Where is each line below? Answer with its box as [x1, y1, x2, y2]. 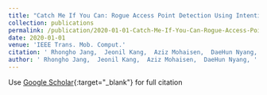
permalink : [8, 26, 44, 34]
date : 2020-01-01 [8, 33, 66, 42]
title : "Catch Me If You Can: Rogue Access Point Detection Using [8, 11, 233, 20]
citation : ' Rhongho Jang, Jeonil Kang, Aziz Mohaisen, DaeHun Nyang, [8, 48, 258, 56]
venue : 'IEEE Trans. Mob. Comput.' [8, 41, 126, 49]
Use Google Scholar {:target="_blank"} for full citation [8, 77, 183, 87]
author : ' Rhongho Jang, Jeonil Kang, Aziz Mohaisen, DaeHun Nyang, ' [8, 56, 258, 64]
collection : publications [8, 19, 94, 27]
